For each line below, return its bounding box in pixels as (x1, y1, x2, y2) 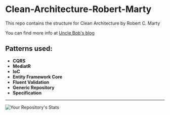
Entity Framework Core (12, 74, 62, 80)
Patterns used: (5, 44, 53, 53)
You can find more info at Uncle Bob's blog (5, 30, 95, 36)
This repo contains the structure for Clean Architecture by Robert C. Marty (5, 20, 160, 26)
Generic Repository (12, 84, 55, 90)
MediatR (12, 63, 31, 69)
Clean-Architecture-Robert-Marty (5, 4, 152, 15)
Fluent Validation (12, 79, 50, 85)
